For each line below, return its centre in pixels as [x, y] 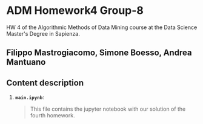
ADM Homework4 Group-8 [75, 11]
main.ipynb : [29, 97]
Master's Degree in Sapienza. [43, 33]
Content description [45, 83]
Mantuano [26, 62]
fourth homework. [52, 116]
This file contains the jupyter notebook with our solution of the [108, 109]
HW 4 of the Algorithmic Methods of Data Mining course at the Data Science [102, 27]
